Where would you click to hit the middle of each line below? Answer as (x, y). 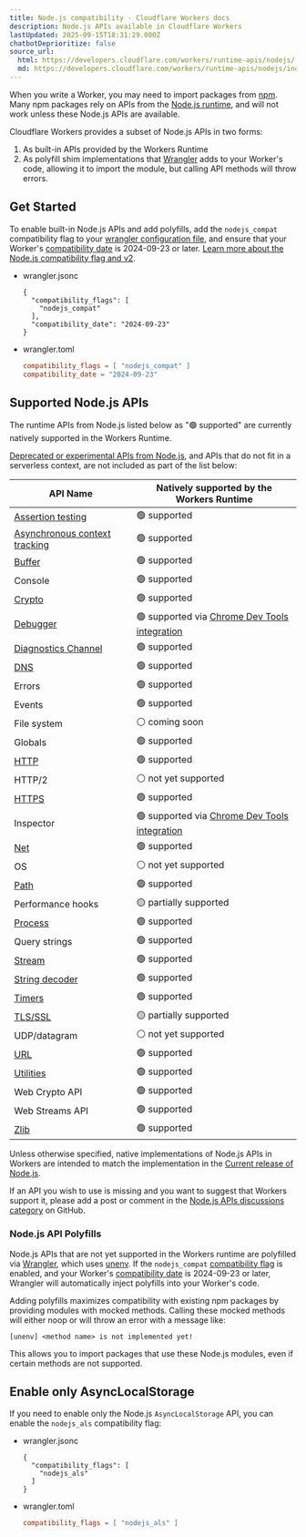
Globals (31, 742)
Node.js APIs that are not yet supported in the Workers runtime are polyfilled (153, 1254)
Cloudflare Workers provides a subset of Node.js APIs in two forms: (136, 131)
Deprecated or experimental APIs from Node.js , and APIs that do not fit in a (150, 456)
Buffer (27, 561)
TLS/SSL (33, 1017)
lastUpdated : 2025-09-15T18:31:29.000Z (85, 35)
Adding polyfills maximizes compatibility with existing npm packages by (144, 1300)
